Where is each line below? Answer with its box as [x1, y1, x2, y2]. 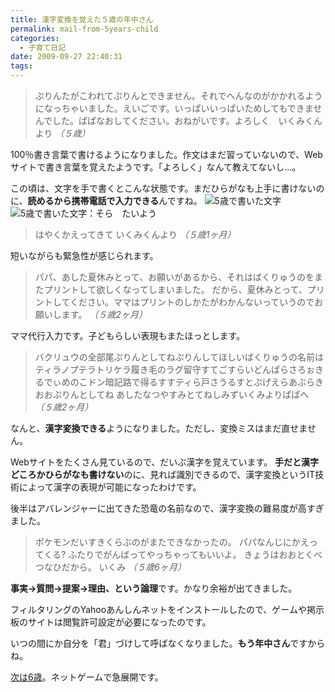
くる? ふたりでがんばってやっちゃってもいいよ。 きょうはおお [43, 549, 297, 560]
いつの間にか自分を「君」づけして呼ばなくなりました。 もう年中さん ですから [10, 637, 326, 649]
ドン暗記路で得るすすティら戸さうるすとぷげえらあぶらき [87, 376, 324, 388]
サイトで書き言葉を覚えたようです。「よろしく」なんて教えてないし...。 [10, 161, 302, 173]
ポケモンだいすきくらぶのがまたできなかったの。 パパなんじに [34, 536, 292, 548]
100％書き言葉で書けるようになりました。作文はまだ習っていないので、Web [10, 149, 323, 160]
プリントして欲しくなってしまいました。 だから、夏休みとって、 [43, 284, 308, 295]
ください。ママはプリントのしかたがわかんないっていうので [69, 296, 315, 308]
